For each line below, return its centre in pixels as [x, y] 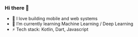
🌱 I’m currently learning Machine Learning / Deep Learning [73, 24]
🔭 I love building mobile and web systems [55, 19]
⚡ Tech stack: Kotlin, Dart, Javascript [50, 30]
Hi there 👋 [17, 8]
